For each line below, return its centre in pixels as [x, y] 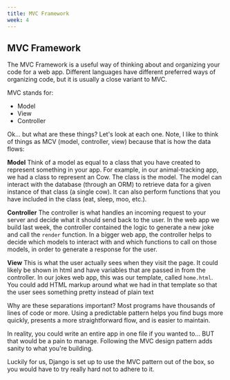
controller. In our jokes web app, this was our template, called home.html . [110, 278]
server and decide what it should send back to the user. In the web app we [113, 220]
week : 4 [18, 20]
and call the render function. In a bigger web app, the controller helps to [109, 235]
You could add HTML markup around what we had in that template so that [112, 285]
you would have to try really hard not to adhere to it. [81, 369]
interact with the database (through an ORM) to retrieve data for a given [109, 185]
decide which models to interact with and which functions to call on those [112, 242]
